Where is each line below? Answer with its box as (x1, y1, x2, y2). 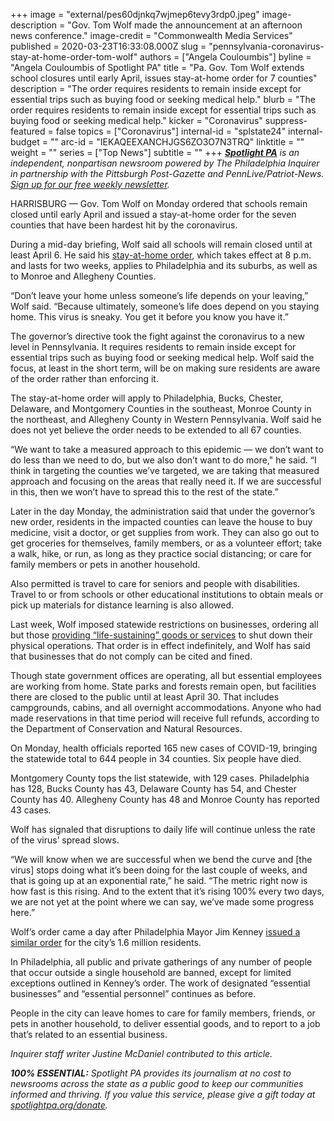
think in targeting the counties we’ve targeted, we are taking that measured (10, 465, 320, 476)
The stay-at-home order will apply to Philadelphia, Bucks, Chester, (10, 392, 284, 404)
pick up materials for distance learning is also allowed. (10, 599, 235, 611)
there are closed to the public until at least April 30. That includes (10, 691, 280, 703)
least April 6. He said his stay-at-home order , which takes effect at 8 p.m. (10, 249, 312, 261)
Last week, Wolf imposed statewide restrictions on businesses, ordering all (10, 619, 319, 630)
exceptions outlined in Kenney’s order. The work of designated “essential (10, 977, 311, 989)
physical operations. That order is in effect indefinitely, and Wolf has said (10, 640, 311, 651)
